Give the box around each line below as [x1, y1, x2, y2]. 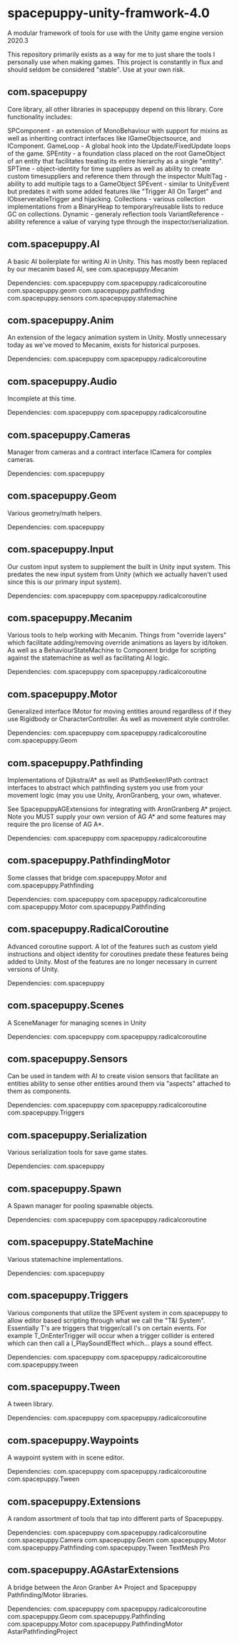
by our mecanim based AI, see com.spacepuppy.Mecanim [7, 264, 178, 273]
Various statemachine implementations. [7, 1255, 123, 1263]
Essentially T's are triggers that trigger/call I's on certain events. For [7, 1323, 207, 1332]
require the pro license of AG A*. [7, 820, 104, 829]
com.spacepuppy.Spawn [7, 1182, 122, 1195]
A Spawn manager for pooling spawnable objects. [7, 1201, 155, 1210]
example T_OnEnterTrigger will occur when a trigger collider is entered [7, 1331, 215, 1340]
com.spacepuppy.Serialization [7, 1129, 148, 1141]
